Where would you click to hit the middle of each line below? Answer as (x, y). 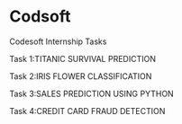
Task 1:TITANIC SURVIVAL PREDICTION (82, 58)
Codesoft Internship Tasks (58, 41)
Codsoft (40, 17)
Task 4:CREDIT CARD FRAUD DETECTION (87, 111)
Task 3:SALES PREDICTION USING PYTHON (91, 93)
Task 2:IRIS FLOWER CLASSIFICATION (81, 76)
